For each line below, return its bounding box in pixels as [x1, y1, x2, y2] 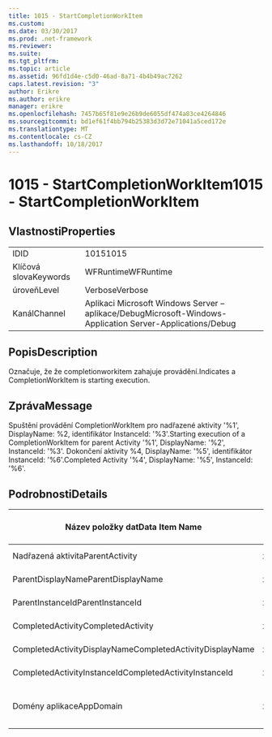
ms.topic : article [8, 65, 70, 73]
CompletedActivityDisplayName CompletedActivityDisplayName [12, 643, 255, 654]
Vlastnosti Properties [8, 225, 116, 239]
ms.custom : [8, 19, 45, 28]
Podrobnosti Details [8, 487, 108, 501]
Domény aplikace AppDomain [12, 700, 123, 711]
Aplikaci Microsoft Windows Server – [84, 297, 225, 308]
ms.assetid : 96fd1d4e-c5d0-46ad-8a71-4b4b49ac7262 [8, 72, 183, 80]
